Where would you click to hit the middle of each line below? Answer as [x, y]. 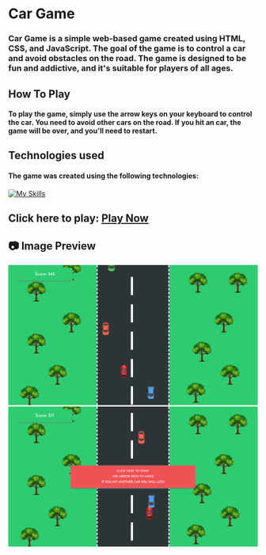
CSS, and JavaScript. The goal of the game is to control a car [127, 48]
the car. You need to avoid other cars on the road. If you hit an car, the [125, 123]
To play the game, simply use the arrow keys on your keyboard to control [130, 114]
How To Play [40, 94]
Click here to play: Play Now [78, 219]
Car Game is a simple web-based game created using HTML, [127, 39]
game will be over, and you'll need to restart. [83, 131]
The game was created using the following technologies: [104, 176]
